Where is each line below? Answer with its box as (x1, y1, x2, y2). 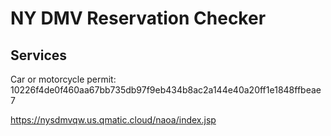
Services (10, 47, 68, 64)
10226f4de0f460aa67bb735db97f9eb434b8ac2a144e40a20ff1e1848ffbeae (10, 84, 322, 96)
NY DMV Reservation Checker (10, 7, 267, 30)
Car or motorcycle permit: (10, 73, 117, 85)
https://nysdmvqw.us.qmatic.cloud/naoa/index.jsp (10, 114, 217, 126)
